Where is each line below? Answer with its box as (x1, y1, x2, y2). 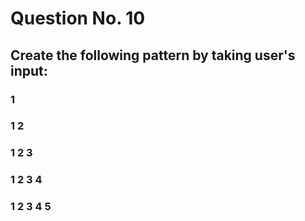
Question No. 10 (10, 7, 146, 30)
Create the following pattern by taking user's (10, 47, 296, 64)
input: (10, 62, 48, 79)
